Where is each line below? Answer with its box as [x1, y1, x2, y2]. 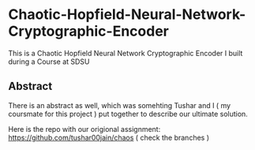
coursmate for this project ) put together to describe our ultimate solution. [8, 109, 249, 118]
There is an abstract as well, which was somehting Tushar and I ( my [8, 100, 231, 110]
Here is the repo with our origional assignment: [8, 124, 161, 133]
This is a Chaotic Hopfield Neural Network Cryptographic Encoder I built [8, 48, 243, 58]
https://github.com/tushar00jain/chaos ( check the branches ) [8, 133, 210, 142]
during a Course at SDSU [8, 57, 90, 66]
